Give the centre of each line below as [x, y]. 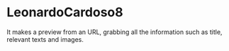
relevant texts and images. [45, 39]
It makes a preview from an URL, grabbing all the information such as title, [114, 32]
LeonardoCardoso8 [65, 12]
